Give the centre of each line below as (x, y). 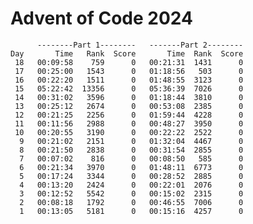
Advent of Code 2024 (101, 18)
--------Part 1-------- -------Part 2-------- (140, 45)
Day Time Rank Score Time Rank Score (127, 53)
